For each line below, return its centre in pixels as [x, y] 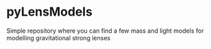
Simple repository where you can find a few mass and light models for [105, 31]
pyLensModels [50, 12]
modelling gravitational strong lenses [59, 37]
